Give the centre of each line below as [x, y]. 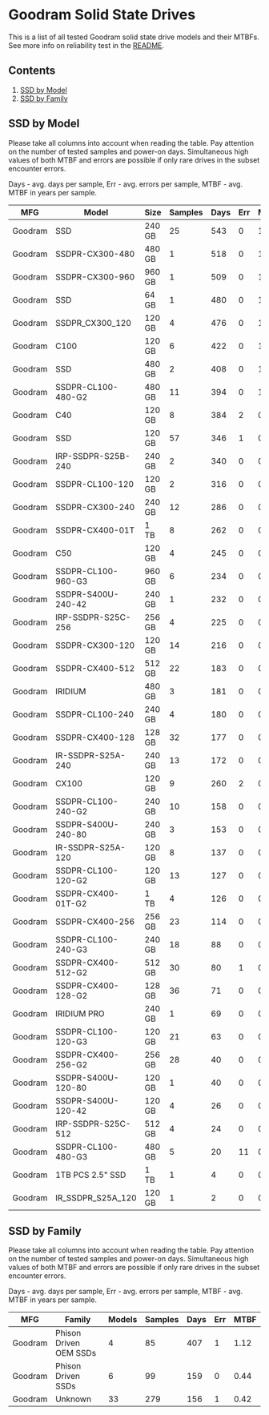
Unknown [73, 1399]
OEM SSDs [76, 1353]
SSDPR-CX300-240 [95, 507]
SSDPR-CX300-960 [95, 276]
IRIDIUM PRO [80, 1013]
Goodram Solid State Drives [102, 15]
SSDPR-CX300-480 [95, 254]
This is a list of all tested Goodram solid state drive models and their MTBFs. [134, 37]
